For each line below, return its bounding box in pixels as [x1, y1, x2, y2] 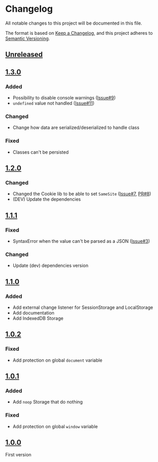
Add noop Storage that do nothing [12, 399, 83, 405]
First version [5, 452, 32, 458]
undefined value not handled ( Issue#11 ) [12, 100, 95, 107]
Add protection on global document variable [12, 357, 103, 363]
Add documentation [12, 309, 55, 316]
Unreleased [5, 50, 43, 59]
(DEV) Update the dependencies [12, 196, 81, 202]
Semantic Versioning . [5, 35, 50, 41]
